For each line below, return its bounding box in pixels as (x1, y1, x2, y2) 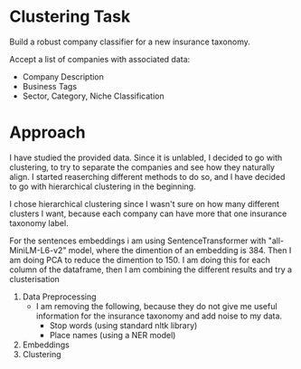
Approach (9, 122, 86, 143)
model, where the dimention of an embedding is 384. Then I (68, 244, 292, 255)
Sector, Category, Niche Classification (22, 90, 165, 101)
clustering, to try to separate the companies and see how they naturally (9, 161, 276, 173)
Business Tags (22, 80, 78, 91)
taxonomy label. (9, 217, 70, 228)
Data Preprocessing (22, 291, 97, 302)
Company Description (22, 71, 104, 82)
